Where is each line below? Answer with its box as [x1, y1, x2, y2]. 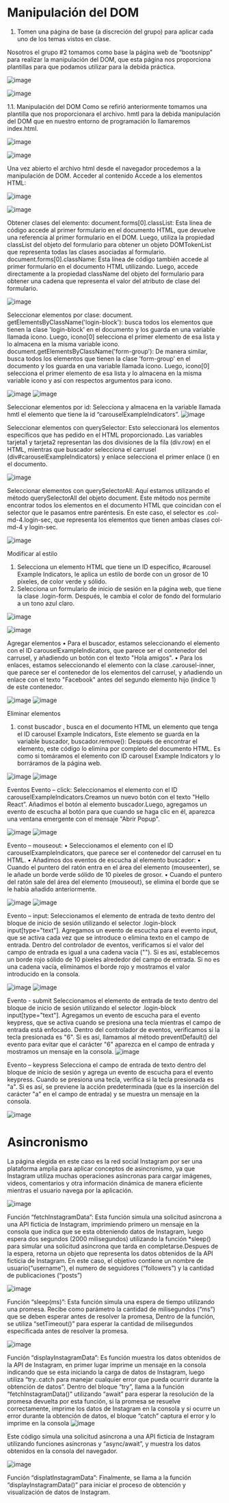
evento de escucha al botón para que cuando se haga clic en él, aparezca [7, 807, 215, 815]
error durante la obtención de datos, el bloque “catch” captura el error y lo [7, 1411, 217, 1420]
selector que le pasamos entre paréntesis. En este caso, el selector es [7, 508, 204, 516]
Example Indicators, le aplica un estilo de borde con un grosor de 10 [16, 570, 208, 578]
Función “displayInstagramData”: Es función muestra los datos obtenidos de [7, 1353, 221, 1362]
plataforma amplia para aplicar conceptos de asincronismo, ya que [7, 1164, 196, 1173]
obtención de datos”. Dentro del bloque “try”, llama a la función [7, 1382, 185, 1391]
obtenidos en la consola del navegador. [7, 1447, 118, 1455]
